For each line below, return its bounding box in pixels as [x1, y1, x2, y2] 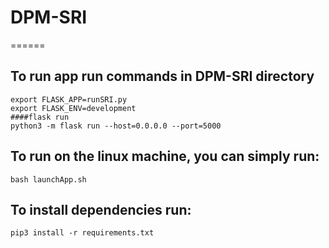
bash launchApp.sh [10, 174, 87, 185]
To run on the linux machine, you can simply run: [10, 148, 320, 165]
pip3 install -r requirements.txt [10, 228, 155, 238]
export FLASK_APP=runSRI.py [10, 94, 128, 105]
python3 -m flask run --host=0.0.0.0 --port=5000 [10, 121, 222, 131]
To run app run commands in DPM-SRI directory [10, 68, 315, 85]
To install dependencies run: [10, 201, 192, 218]
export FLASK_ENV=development [10, 103, 137, 113]
